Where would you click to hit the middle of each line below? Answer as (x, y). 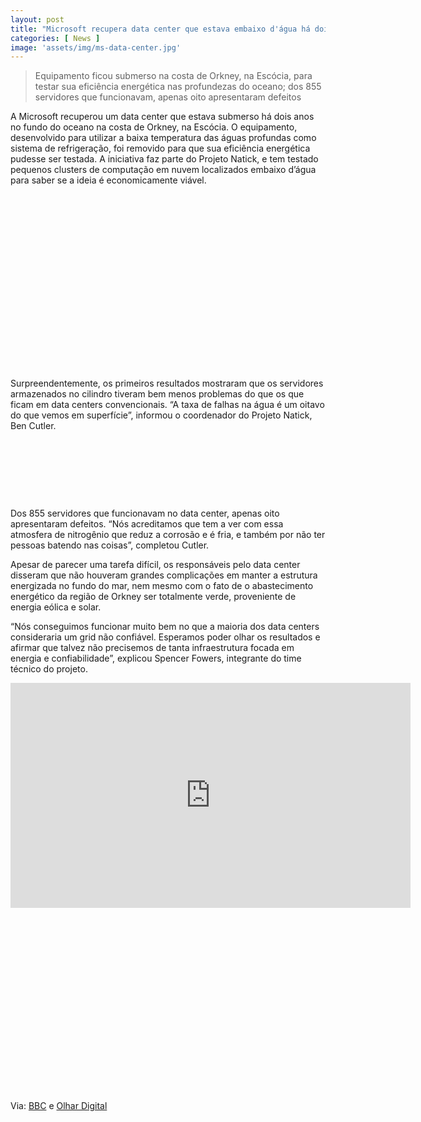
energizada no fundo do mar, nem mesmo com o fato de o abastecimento (162, 586)
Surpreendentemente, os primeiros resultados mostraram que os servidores (167, 383)
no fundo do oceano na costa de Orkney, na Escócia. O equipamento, (154, 127)
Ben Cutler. (33, 426)
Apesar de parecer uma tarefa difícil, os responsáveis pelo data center (155, 565)
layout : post (37, 19)
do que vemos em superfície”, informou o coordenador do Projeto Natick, (161, 415)
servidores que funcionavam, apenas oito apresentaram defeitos (168, 97)
